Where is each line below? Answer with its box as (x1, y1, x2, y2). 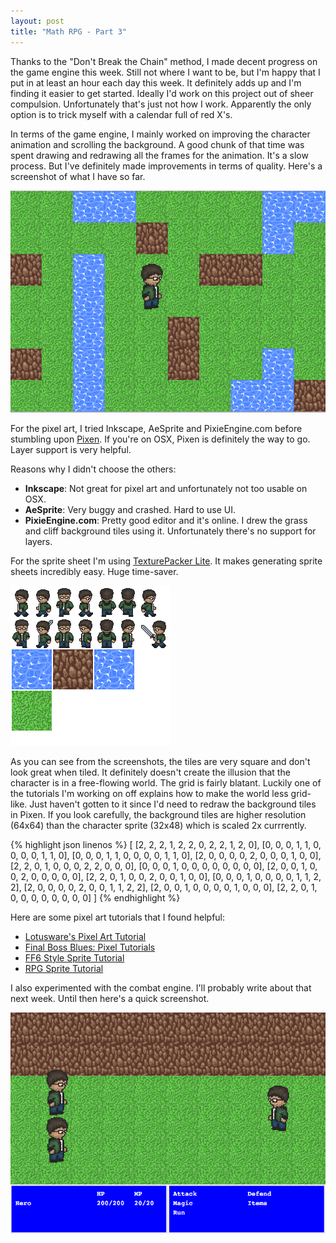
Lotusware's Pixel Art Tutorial (24, 931, 147, 943)
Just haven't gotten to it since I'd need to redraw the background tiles (29, 798, 317, 810)
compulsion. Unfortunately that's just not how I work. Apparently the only (10, 98, 312, 110)
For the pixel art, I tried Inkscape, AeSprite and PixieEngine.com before (10, 423, 303, 435)
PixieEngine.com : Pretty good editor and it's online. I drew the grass (24, 515, 308, 527)
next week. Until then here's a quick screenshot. (10, 993, 210, 1005)
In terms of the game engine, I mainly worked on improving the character (10, 128, 311, 140)
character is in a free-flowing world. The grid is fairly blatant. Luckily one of (10, 777, 322, 789)
